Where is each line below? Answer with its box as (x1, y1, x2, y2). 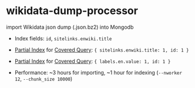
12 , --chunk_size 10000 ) (14, 75, 73, 82)
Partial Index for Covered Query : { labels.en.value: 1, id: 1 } (14, 57, 171, 65)
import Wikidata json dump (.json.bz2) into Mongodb (6, 23, 134, 31)
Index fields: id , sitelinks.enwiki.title (14, 35, 112, 42)
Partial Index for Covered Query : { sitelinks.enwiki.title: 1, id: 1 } (14, 46, 189, 53)
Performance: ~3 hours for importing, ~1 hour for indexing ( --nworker (14, 69, 182, 76)
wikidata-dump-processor (6, 4, 138, 18)
